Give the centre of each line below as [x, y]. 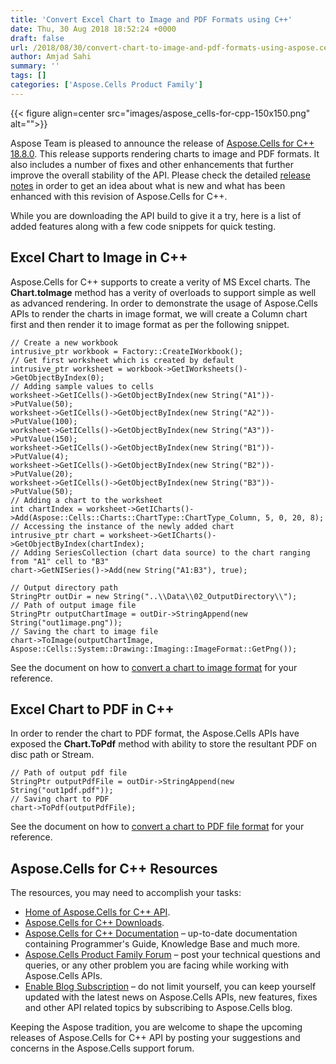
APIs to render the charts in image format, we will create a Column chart [159, 313]
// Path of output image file [73, 605]
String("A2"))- [243, 412]
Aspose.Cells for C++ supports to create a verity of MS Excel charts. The [160, 282]
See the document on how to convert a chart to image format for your [154, 667]
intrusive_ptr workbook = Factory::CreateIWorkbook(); [127, 351]
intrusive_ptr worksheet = [66, 369]
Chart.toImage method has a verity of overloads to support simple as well [163, 292]
